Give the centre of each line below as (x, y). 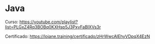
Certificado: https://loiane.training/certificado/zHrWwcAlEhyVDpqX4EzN (77, 36)
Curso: (12, 22)
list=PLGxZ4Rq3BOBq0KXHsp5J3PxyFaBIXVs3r (53, 27)
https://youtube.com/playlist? (49, 22)
